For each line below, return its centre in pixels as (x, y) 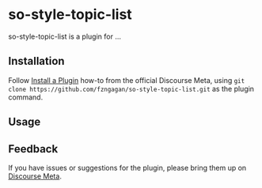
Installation (36, 61)
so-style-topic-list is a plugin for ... (65, 36)
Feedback (33, 149)
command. (26, 97)
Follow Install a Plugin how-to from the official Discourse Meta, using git (127, 80)
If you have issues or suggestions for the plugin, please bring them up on (127, 167)
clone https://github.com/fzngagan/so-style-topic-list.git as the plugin (131, 88)
